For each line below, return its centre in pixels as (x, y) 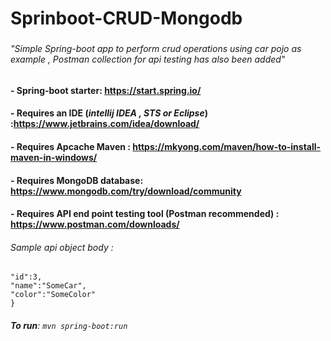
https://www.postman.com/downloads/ (95, 224)
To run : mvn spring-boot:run (69, 325)
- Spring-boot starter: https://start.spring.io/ (106, 90)
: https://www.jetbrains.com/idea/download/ (105, 124)
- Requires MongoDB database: (77, 180)
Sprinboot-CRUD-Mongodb (126, 18)
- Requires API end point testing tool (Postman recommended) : (145, 214)
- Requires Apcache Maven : (70, 146)
